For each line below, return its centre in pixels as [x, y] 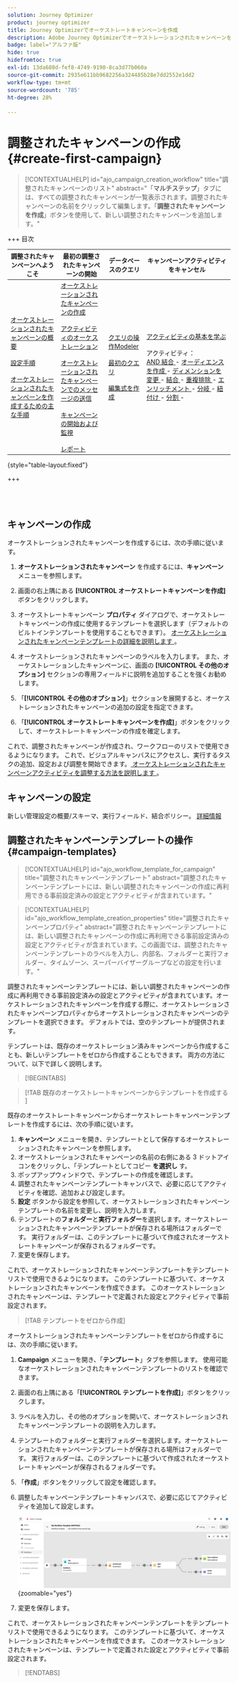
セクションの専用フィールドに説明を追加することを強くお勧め [137, 674]
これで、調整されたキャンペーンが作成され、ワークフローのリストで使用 [113, 746]
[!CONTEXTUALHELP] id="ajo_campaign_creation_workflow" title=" [124, 179]
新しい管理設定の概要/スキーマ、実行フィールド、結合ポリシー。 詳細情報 [114, 816]
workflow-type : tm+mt [39, 82]
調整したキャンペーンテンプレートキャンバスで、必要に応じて [107, 1497]
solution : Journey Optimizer [50, 15]
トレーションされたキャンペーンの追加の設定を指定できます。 [107, 707]
